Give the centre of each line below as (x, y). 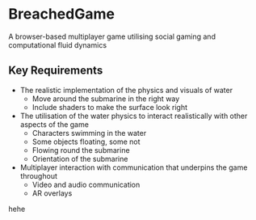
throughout (39, 176)
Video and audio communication (86, 184)
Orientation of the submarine (80, 159)
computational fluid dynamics (58, 44)
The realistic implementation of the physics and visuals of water (126, 90)
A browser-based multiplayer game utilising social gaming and (112, 36)
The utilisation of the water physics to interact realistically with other (134, 116)
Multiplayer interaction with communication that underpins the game (134, 167)
